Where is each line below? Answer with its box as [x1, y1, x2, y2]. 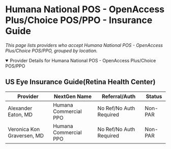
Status [146, 93, 162, 100]
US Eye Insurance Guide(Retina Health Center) [5, 78, 156, 86]
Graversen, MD [8, 132, 44, 139]
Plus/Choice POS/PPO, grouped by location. [5, 47, 98, 54]
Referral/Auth [101, 93, 136, 100]
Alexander [8, 105, 33, 112]
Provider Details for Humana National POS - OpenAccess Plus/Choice [10, 57, 156, 63]
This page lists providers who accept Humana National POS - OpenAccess [5, 42, 163, 48]
